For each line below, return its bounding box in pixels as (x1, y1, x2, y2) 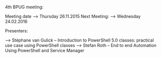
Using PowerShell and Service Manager (5, 48, 85, 53)
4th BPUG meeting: (5, 4, 44, 10)
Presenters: (5, 28, 28, 33)
